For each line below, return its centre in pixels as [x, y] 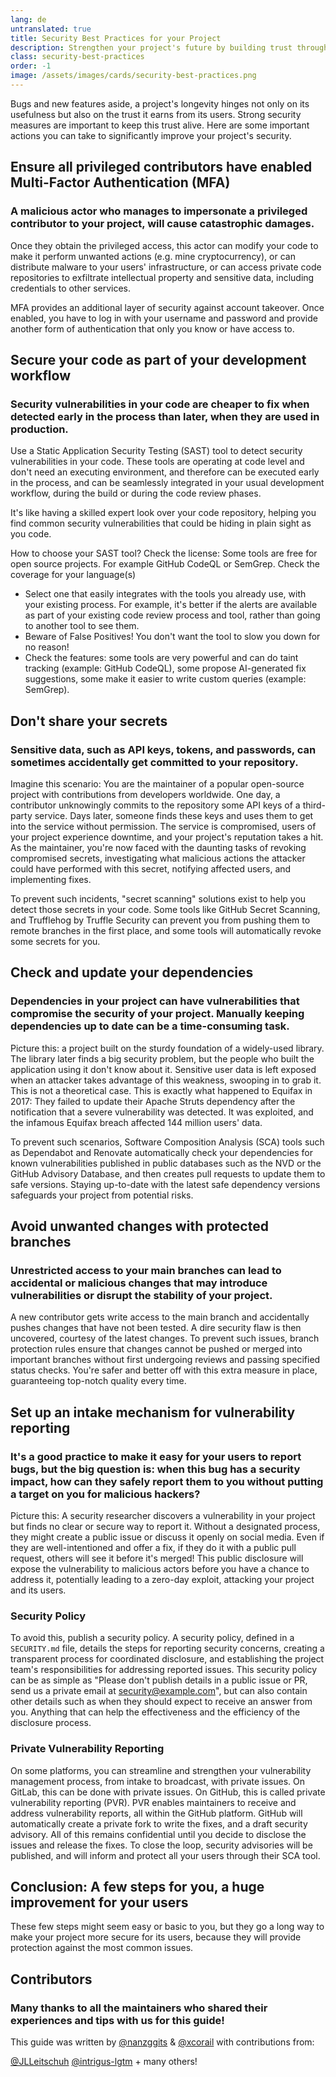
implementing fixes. [51, 879]
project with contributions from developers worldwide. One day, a [145, 794]
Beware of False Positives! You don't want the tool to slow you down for [172, 637]
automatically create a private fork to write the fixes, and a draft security [159, 1823]
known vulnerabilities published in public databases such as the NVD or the [166, 1163]
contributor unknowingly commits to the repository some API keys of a [155, 805]
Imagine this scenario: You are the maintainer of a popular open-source [157, 783]
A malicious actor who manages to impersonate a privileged [159, 211]
